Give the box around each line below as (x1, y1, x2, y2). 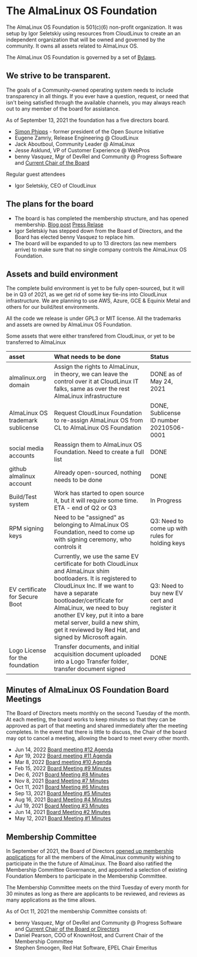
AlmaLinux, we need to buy (53, 604, 129, 612)
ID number (150, 416, 179, 425)
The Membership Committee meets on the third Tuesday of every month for (6, 884, 189, 891)
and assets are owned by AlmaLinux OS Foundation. (6, 321, 132, 328)
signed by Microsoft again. (53, 633, 127, 642)
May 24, (150, 378, 173, 386)
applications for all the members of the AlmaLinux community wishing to (6, 854, 181, 861)
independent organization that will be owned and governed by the (6, 36, 165, 43)
